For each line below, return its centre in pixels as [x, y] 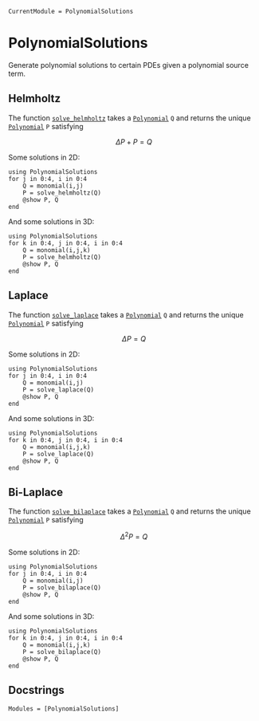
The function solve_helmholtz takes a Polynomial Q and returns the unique [129, 118]
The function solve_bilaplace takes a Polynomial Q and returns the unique [129, 511]
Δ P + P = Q [134, 142]
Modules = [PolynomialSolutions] [64, 709]
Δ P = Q [134, 338]
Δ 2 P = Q [134, 536]
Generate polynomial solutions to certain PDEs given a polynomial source [129, 65]
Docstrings [37, 690]
